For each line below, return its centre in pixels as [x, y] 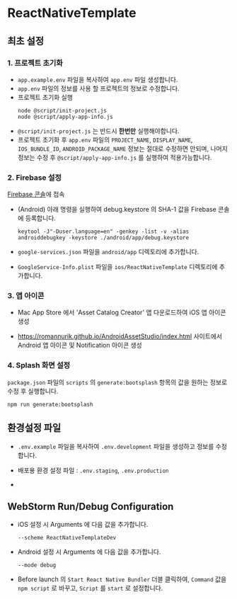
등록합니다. [41, 218]
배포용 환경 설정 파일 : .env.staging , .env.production [93, 470]
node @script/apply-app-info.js [65, 117]
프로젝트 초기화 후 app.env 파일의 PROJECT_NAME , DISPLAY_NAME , [105, 139]
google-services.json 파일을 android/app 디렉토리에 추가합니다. [108, 252]
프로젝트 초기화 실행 [45, 97]
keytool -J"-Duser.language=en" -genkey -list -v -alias [103, 232]
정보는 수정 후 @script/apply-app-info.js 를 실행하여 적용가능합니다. [115, 157]
